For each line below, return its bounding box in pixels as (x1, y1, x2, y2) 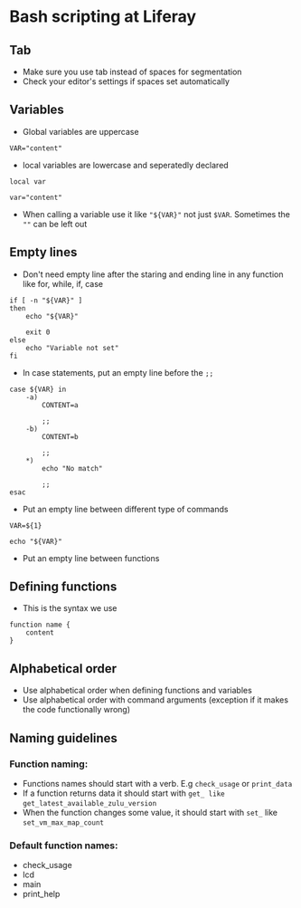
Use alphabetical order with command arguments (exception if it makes (22, 694, 289, 705)
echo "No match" (42, 464, 103, 473)
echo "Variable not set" (25, 343, 119, 352)
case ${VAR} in (9, 385, 67, 394)
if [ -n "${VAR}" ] (9, 296, 83, 305)
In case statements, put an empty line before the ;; (22, 367, 214, 378)
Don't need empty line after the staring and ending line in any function (22, 269, 284, 280)
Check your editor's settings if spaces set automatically (22, 76, 230, 87)
